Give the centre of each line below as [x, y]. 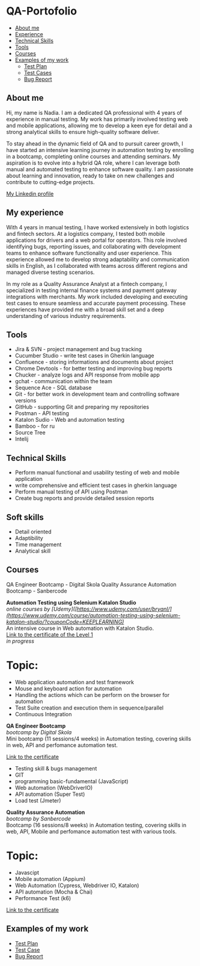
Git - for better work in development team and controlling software [97, 394]
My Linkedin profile [30, 194]
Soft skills [25, 517]
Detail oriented [33, 532]
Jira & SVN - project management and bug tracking [78, 349]
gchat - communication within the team [63, 381]
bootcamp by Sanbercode [38, 818]
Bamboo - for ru [35, 426]
